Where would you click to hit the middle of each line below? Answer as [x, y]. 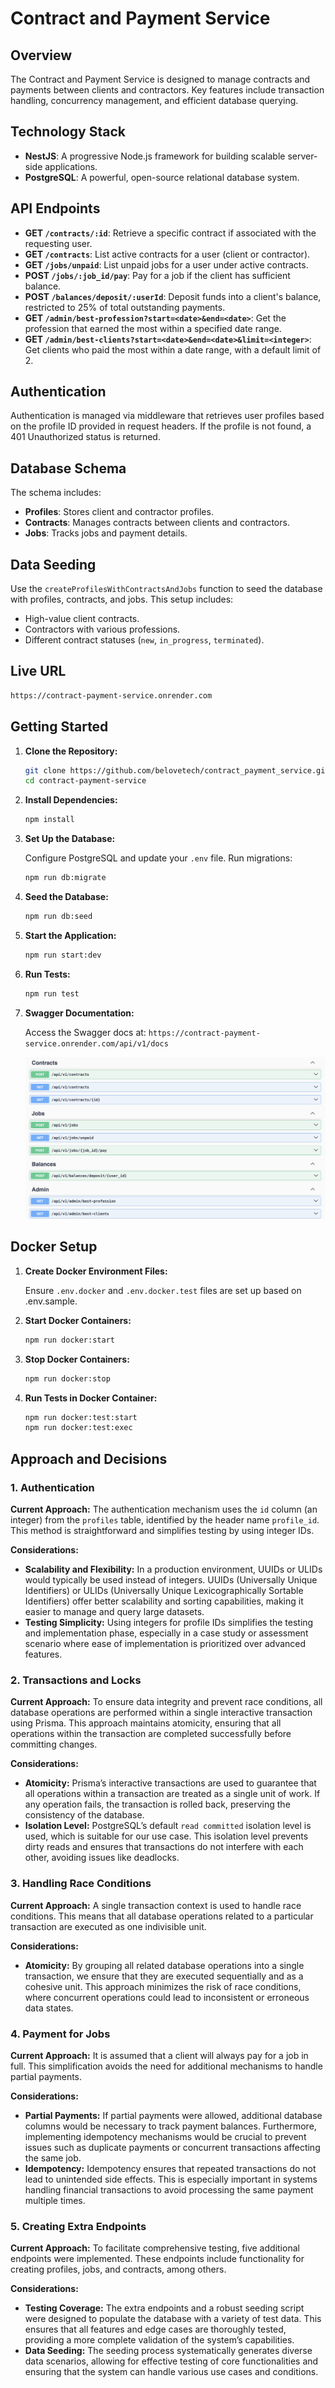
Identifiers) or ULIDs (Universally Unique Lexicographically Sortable [164, 1591]
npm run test [52, 993]
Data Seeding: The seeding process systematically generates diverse [168, 2351]
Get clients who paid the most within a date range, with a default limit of [173, 349]
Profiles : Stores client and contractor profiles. [119, 512]
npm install [49, 820]
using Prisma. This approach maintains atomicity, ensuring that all [146, 1723]
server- [302, 156]
